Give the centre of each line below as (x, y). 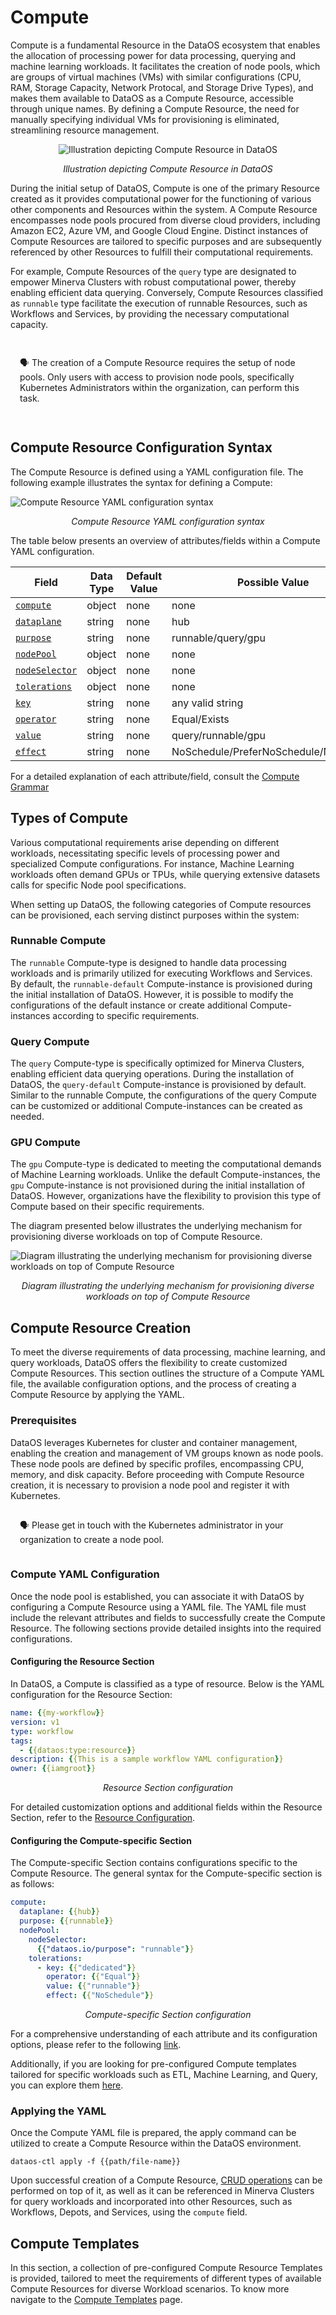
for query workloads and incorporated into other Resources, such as (151, 2202)
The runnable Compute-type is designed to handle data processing (148, 962)
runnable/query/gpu (218, 638)
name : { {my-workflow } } (57, 1713)
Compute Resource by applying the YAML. (97, 1395)
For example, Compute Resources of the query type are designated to (153, 271)
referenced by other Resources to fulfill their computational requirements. (162, 252)
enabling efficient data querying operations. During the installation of (152, 1074)
